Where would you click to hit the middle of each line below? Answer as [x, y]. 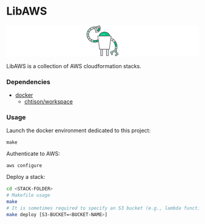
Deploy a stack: [26, 177]
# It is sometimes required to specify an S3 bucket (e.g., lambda [94, 208]
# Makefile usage [28, 195]
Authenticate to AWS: [33, 154]
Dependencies [28, 82]
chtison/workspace [49, 102]
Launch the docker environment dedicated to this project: [78, 131]
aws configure [24, 166]
